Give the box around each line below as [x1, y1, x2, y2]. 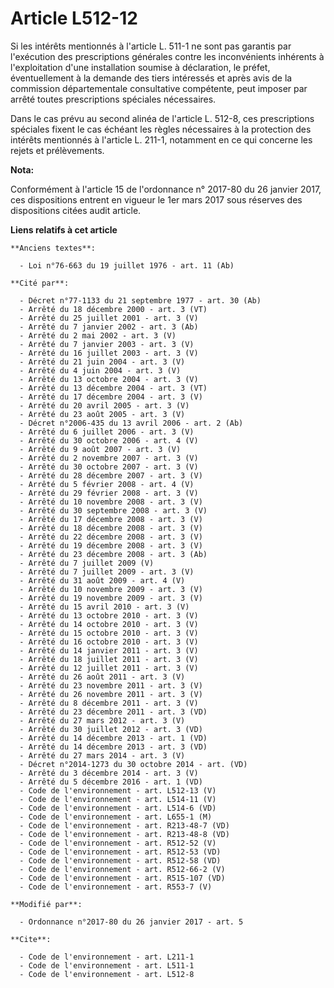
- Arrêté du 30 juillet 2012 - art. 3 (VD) [19, 724, 203, 734]
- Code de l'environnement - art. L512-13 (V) [19, 785, 217, 796]
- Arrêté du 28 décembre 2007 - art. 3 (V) [19, 470, 203, 481]
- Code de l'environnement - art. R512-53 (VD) [19, 847, 222, 857]
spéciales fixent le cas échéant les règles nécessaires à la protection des [10, 123, 312, 135]
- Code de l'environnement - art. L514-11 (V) [19, 794, 217, 804]
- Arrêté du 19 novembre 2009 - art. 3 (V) [19, 593, 203, 603]
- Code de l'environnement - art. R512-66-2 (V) [19, 864, 226, 874]
